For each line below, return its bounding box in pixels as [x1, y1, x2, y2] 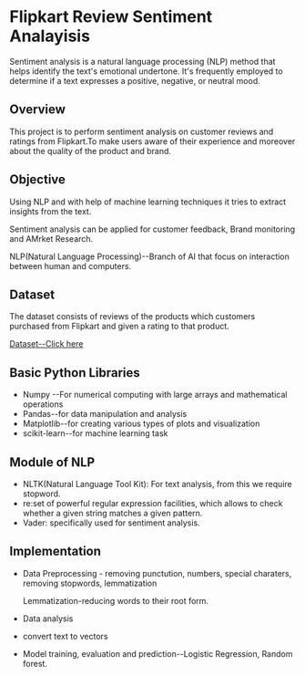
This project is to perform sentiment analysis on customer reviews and [9, 126, 274, 137]
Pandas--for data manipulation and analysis [22, 409, 188, 420]
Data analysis [22, 613, 74, 624]
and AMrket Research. [9, 233, 94, 244]
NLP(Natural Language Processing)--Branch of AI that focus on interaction [9, 251, 290, 262]
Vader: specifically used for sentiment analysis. [22, 517, 200, 528]
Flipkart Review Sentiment [9, 6, 213, 27]
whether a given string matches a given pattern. [22, 508, 203, 518]
